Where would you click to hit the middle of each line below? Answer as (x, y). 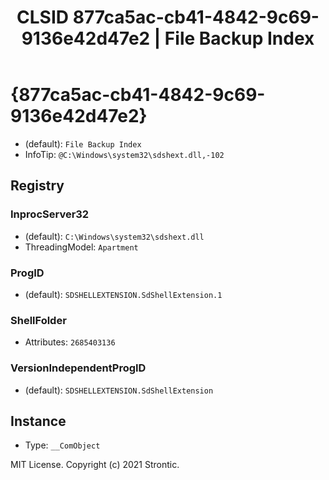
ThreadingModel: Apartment (81, 247)
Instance (38, 421)
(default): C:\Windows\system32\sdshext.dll (114, 236)
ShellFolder (38, 320)
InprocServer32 (50, 214)
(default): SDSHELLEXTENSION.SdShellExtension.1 (123, 294)
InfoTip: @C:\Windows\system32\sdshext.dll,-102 (124, 154)
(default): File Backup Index (83, 143)
